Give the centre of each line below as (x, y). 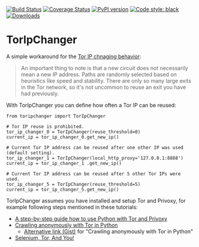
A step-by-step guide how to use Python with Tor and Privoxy (91, 218)
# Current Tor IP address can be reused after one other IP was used (95, 147)
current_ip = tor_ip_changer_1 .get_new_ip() (64, 163)
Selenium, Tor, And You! (44, 237)
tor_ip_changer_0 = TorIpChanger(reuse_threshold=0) (73, 132)
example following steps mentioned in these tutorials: (72, 207)
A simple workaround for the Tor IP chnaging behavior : (74, 56)
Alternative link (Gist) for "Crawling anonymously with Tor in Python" (108, 231)
